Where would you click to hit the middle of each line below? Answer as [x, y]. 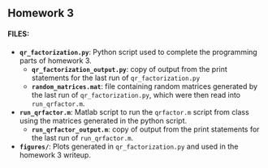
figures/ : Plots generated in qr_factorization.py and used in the [129, 146]
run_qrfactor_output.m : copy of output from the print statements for [145, 129]
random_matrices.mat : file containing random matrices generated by [144, 86]
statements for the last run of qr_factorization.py [116, 78]
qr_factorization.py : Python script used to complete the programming [138, 52]
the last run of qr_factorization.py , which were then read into [136, 94]
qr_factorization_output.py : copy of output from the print [130, 69]
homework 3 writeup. [55, 155]
